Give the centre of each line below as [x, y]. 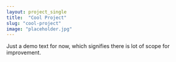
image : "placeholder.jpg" [39, 29]
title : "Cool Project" [37, 18]
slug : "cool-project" [34, 23]
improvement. [24, 53]
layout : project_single [37, 12]
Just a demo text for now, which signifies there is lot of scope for [88, 46]
